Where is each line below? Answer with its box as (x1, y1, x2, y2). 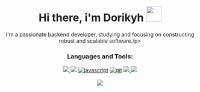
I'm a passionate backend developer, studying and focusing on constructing (5, 31, 195, 38)
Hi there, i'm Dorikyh (39, 11, 145, 25)
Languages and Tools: (67, 52, 133, 60)
